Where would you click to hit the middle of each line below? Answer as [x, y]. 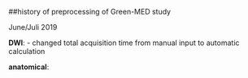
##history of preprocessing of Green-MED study [90, 12]
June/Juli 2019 [33, 27]
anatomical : [29, 67]
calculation [27, 51]
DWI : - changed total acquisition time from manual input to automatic [124, 43]
